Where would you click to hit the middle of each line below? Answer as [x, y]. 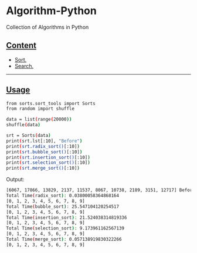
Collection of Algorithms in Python [47, 27]
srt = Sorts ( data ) [28, 136]
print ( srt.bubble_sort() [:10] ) [44, 152]
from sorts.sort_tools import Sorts [51, 103]
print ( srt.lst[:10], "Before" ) [44, 141]
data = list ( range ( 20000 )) [39, 119]
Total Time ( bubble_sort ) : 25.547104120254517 [62, 207]
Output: [15, 180]
